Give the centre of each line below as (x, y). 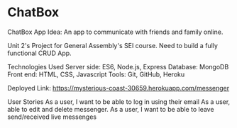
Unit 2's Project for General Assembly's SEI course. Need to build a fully (113, 45)
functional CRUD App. (40, 53)
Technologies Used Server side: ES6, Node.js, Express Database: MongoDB (118, 66)
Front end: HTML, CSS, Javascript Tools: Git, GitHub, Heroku (96, 74)
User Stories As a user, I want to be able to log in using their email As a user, (119, 101)
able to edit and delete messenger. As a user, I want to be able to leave (111, 109)
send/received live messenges (52, 117)
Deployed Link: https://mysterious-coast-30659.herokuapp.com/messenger (118, 88)
